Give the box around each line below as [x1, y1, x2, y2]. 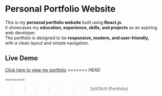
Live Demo [5, 54, 38, 63]
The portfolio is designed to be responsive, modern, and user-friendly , [5, 35, 150, 41]
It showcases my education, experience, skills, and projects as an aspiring [5, 24, 158, 30]
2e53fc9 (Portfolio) [90, 86, 128, 92]
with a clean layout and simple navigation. [5, 40, 89, 46]
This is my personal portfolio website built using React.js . [5, 19, 123, 25]
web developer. [5, 30, 37, 35]
